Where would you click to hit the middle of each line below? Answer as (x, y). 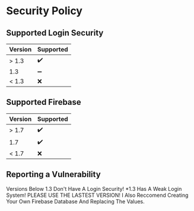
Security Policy (44, 11)
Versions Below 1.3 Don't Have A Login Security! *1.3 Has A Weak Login (94, 188)
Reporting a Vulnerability (53, 175)
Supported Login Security (55, 33)
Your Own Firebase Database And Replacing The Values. (76, 201)
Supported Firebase (44, 102)
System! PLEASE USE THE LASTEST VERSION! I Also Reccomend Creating (97, 195)
